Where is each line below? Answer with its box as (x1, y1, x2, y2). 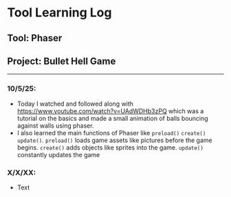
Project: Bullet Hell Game (7, 55, 116, 67)
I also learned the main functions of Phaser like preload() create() (16, 128, 206, 137)
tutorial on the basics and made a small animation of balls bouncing (16, 114, 208, 122)
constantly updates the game (16, 150, 100, 159)
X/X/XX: (7, 167, 36, 177)
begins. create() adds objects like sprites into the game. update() (16, 143, 204, 152)
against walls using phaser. (16, 121, 94, 130)
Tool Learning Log (7, 5, 112, 21)
